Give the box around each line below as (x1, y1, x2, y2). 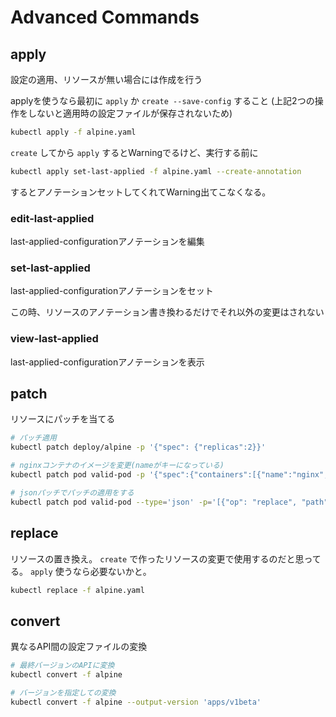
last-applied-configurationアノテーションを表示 (10, 356, 205, 368)
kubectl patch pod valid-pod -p (10, 470, 145, 480)
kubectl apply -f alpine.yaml (10, 127, 137, 137)
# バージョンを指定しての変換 (10, 687, 117, 698)
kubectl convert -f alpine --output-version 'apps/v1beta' (10, 697, 262, 707)
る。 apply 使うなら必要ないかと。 (10, 565, 152, 577)
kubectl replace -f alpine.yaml (10, 585, 145, 595)
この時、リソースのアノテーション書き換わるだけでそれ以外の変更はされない (10, 306, 325, 318)
